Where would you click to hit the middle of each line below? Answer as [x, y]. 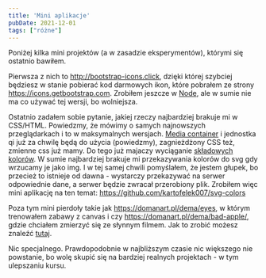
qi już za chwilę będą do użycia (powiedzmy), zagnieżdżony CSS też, [122, 143]
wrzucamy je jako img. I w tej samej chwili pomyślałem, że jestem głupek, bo [133, 168]
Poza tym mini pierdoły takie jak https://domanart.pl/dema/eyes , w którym [129, 208]
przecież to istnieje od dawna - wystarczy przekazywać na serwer [117, 176]
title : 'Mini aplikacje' [49, 15]
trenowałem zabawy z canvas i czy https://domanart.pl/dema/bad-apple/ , [129, 217]
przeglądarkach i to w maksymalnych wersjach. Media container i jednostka [132, 134]
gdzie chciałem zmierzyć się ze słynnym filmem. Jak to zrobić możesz [123, 225]
